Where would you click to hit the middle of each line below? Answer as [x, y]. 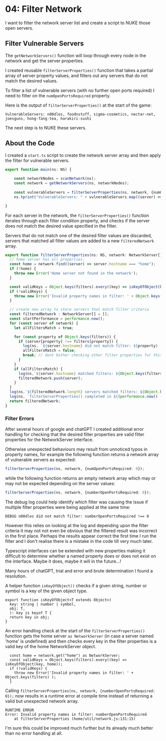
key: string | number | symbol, [43, 604]
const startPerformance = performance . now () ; [57, 319]
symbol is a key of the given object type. [46, 591]
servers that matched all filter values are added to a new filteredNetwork [80, 241]
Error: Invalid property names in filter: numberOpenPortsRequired [76, 714]
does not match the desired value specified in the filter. [61, 226]
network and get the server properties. [44, 61]
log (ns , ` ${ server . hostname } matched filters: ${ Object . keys [81, 373]
